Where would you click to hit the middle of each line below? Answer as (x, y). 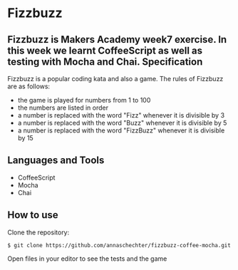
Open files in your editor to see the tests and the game (87, 259)
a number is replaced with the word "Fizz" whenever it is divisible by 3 (121, 115)
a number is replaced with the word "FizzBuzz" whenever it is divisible (121, 130)
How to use (33, 215)
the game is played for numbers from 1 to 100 (84, 100)
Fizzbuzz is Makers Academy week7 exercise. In (117, 40)
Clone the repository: (38, 232)
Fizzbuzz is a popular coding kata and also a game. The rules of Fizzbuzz (115, 79)
